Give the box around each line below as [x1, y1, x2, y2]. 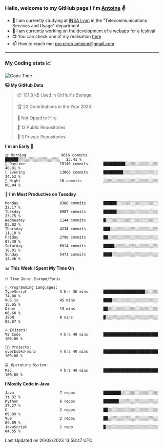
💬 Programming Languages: [5, 285, 58, 290]
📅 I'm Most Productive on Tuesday [5, 191, 77, 197]
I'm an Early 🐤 [5, 143, 34, 149]
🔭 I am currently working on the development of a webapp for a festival [12, 28, 155, 34]
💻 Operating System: [5, 363, 49, 367]
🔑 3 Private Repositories [17, 134, 66, 140]
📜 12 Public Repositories [17, 124, 66, 130]
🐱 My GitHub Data [5, 82, 44, 88]
